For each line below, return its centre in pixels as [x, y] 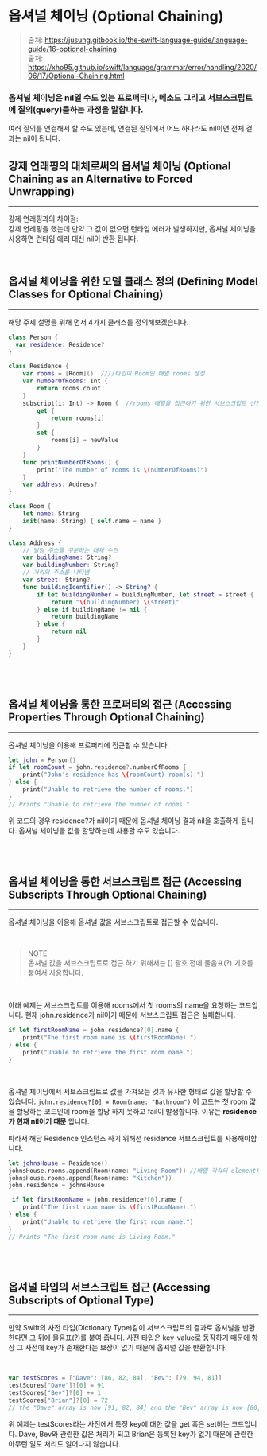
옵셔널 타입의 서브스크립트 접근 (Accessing [109, 1287]
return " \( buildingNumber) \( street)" [115, 602]
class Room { [30, 507]
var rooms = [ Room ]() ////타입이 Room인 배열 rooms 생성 [114, 374]
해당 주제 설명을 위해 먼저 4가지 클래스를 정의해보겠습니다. [99, 322]
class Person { [33, 337]
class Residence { [39, 367]
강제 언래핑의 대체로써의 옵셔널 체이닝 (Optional [120, 166]
